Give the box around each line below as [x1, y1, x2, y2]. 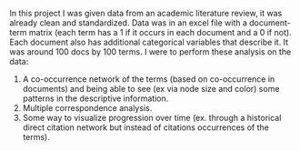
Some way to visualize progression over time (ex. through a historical [22, 113, 282, 123]
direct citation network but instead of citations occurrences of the [22, 122, 270, 133]
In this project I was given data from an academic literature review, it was [9, 8, 283, 18]
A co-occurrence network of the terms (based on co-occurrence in [22, 74, 275, 85]
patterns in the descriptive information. [22, 93, 169, 104]
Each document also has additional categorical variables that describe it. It [9, 36, 289, 47]
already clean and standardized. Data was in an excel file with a [9, 17, 248, 28]
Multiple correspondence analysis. [22, 103, 153, 113]
